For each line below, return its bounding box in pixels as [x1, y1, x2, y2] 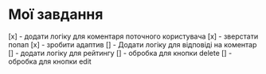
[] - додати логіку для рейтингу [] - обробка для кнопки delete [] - [8, 48, 233, 57]
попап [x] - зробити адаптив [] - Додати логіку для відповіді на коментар [8, 39, 257, 49]
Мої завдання [8, 6, 104, 24]
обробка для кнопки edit [8, 57, 92, 66]
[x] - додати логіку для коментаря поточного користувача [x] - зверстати [8, 31, 259, 41]
